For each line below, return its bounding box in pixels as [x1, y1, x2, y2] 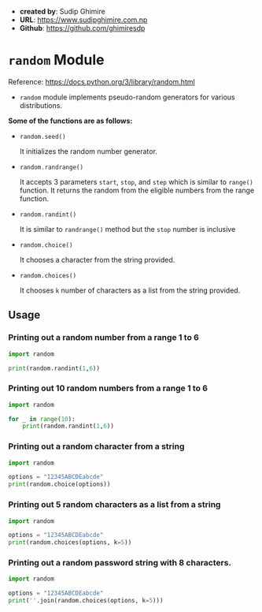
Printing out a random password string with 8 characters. [8, 558, 232, 569]
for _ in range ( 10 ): [8, 415, 76, 423]
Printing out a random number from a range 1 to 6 [8, 332, 199, 343]
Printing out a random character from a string [8, 441, 185, 452]
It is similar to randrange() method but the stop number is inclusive [19, 224, 236, 233]
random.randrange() [19, 163, 84, 171]
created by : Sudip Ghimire [19, 7, 106, 16]
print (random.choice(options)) [8, 480, 111, 488]
